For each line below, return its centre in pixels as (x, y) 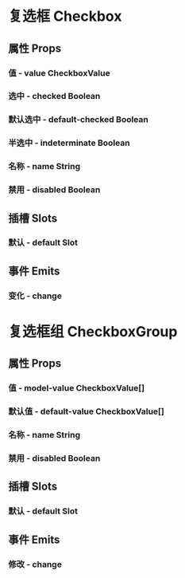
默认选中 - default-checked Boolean (78, 120)
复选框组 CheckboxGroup (93, 331)
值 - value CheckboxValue (59, 73)
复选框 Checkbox (65, 16)
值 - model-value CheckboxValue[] (77, 388)
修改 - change (35, 564)
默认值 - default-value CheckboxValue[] (86, 411)
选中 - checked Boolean (54, 96)
